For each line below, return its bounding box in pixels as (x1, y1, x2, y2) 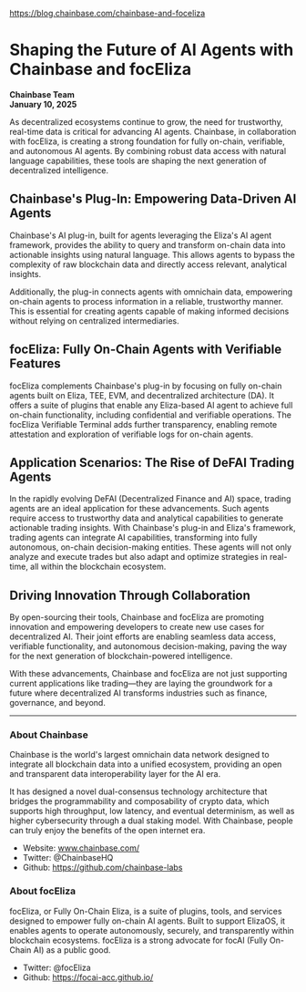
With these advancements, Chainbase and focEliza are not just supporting (9, 668, 288, 679)
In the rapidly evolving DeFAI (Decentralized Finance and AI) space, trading (9, 493, 291, 504)
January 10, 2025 (9, 98, 77, 109)
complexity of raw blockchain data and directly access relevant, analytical (9, 259, 287, 270)
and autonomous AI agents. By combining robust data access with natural (9, 145, 287, 156)
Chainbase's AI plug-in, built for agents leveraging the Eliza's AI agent (9, 230, 272, 241)
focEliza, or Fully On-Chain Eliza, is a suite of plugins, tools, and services (9, 905, 282, 916)
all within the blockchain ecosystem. (30, 561, 167, 573)
